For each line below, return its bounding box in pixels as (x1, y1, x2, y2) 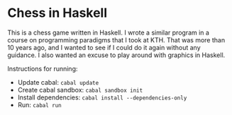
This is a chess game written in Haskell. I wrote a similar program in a (7, 28, 209, 37)
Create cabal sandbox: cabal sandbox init (17, 85, 143, 94)
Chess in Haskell (7, 5, 108, 21)
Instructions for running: (7, 64, 78, 73)
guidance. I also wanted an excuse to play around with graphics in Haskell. (7, 51, 226, 59)
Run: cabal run (17, 100, 62, 109)
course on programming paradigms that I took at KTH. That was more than (7, 35, 226, 44)
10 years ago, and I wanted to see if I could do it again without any (7, 43, 201, 52)
